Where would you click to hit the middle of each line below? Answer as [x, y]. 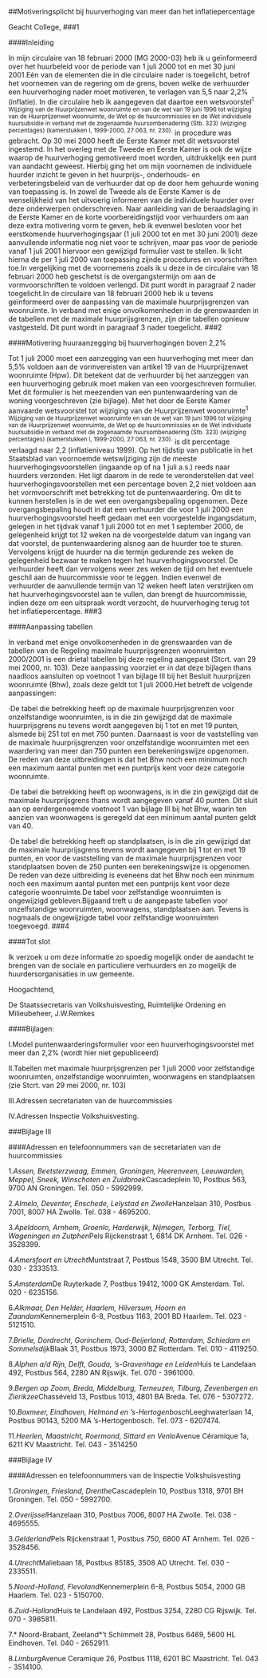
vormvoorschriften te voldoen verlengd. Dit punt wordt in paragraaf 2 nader [132, 285]
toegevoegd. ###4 [39, 926]
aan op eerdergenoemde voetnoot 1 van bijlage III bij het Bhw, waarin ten [128, 809]
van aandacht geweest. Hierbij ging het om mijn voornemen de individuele [130, 166]
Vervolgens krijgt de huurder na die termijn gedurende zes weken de [121, 552]
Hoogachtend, [32, 989]
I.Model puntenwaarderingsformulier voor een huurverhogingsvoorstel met [131, 1044]
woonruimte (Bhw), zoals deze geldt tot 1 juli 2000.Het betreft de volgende [131, 684]
